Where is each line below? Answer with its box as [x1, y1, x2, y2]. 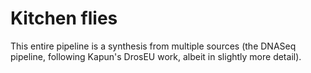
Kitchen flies [10, 7, 118, 30]
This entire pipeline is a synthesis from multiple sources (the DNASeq [10, 40, 297, 52]
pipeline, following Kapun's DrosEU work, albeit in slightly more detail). [10, 50, 302, 62]
